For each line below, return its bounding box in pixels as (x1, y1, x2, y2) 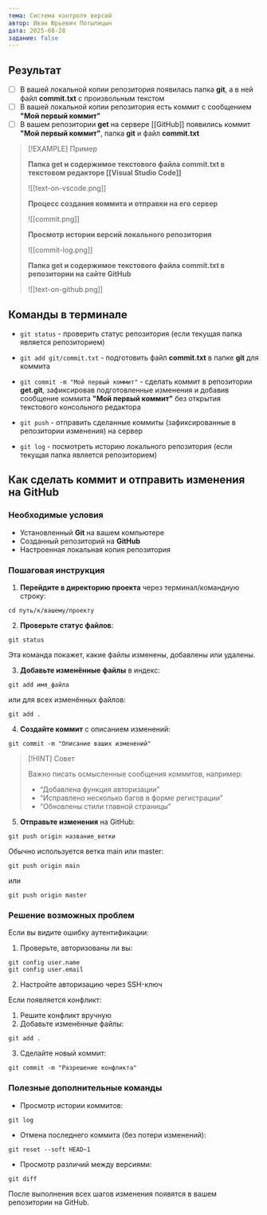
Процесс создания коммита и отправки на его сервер (27, 199, 218, 208)
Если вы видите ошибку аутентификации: (8, 928, 149, 937)
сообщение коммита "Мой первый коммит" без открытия (19, 394, 221, 404)
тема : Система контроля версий (8, 11, 112, 20)
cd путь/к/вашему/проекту (8, 607, 94, 615)
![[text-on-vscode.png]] (27, 183, 107, 193)
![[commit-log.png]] (27, 245, 93, 255)
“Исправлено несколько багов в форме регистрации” (39, 793, 223, 803)
